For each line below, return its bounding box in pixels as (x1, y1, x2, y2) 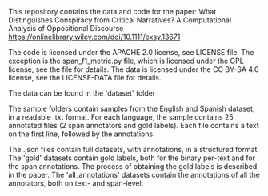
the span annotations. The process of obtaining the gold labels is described (8, 162, 258, 171)
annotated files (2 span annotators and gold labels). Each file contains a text (8, 121, 260, 130)
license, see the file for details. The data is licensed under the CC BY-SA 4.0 (8, 65, 259, 74)
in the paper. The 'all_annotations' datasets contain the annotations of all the (8, 171, 260, 179)
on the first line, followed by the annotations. (8, 129, 155, 139)
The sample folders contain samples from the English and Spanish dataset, (8, 104, 255, 113)
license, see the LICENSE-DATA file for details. (8, 73, 162, 82)
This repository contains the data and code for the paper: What (8, 7, 217, 16)
